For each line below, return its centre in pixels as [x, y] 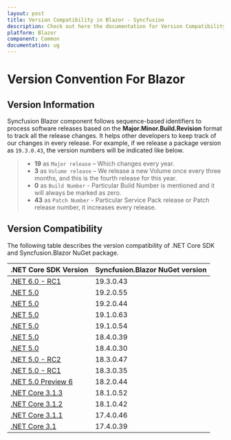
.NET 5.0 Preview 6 [42, 382]
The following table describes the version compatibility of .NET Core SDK [111, 245]
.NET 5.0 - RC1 [36, 370]
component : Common [33, 39]
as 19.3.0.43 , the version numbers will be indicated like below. [96, 150]
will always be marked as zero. [78, 193]
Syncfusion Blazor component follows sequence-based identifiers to [104, 121]
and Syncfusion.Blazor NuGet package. [63, 253]
